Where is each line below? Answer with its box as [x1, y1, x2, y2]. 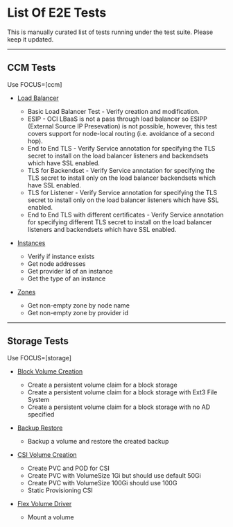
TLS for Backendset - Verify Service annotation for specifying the [27, 166, 215, 174]
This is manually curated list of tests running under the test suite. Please [7, 28, 214, 36]
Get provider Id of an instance [27, 267, 113, 275]
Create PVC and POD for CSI [27, 464, 110, 472]
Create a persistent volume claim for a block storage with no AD [27, 403, 210, 411]
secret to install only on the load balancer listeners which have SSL [27, 196, 219, 204]
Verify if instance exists [27, 252, 95, 260]
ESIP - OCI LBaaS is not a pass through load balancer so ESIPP [27, 115, 208, 123]
